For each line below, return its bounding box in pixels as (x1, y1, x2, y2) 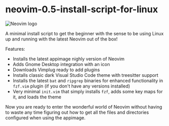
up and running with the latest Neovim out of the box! (5, 36, 118, 42)
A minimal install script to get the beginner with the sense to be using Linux (5, 30, 164, 36)
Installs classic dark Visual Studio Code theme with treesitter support (12, 72, 159, 78)
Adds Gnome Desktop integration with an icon (12, 61, 110, 67)
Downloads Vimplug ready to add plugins (12, 67, 100, 73)
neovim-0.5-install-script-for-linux (5, 4, 158, 15)
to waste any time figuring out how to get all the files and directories (5, 109, 150, 115)
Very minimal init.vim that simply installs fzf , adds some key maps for (12, 88, 163, 94)
